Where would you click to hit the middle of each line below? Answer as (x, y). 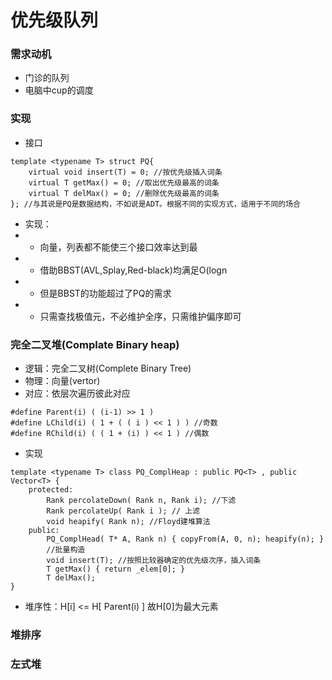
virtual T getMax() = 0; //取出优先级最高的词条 (124, 182)
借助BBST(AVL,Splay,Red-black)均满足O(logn (133, 270)
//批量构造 (66, 550)
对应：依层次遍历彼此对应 (77, 393)
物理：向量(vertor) (62, 381)
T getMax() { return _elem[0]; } (116, 569)
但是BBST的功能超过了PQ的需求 (105, 293)
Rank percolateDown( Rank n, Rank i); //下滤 (141, 501)
